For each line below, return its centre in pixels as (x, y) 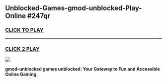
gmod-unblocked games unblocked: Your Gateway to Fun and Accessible (83, 69)
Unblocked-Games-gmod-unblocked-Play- (74, 8)
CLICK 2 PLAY (22, 49)
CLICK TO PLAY (24, 30)
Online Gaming (21, 74)
